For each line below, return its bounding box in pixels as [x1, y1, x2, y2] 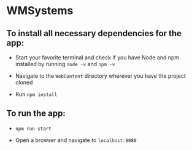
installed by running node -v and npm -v [15, 61, 115, 67]
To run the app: [6, 108, 66, 119]
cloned [15, 79, 33, 86]
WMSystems [6, 4, 74, 18]
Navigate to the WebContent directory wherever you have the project [15, 72, 186, 80]
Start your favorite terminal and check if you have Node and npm [15, 54, 180, 61]
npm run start [15, 126, 52, 132]
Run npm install [15, 91, 58, 98]
